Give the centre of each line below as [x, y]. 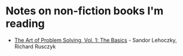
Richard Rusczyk [35, 46]
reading [25, 24]
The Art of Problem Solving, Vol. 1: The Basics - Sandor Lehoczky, [95, 40]
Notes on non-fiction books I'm [85, 11]
